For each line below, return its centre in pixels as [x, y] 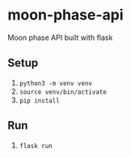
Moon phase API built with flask [60, 37]
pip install [39, 100]
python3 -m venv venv [55, 83]
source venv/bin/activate [63, 92]
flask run [36, 146]
